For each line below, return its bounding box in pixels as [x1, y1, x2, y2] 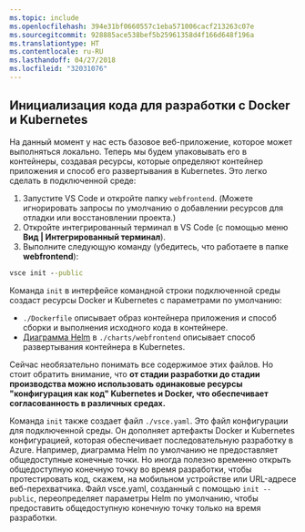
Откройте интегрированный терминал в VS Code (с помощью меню [22, 221, 289, 232]
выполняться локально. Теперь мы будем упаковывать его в [9, 146, 248, 157]
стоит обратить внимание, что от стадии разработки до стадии [9, 368, 260, 379]
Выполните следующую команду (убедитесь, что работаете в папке [22, 240, 289, 251]
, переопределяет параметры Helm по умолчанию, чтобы [33, 493, 259, 504]
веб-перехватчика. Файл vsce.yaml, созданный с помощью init [9, 483, 259, 494]
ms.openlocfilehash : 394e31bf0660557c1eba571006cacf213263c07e [9, 22, 255, 31]
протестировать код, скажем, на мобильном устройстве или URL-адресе [9, 473, 297, 484]
